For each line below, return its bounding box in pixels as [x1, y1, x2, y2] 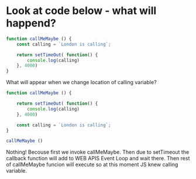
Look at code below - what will [6, 4, 157, 18]
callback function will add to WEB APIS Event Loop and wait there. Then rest [6, 155, 190, 162]
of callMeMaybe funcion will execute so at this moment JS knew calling [6, 161, 178, 168]
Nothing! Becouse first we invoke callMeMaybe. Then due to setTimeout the [6, 149, 190, 156]
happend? [6, 16, 57, 30]
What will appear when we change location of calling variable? [6, 79, 157, 86]
